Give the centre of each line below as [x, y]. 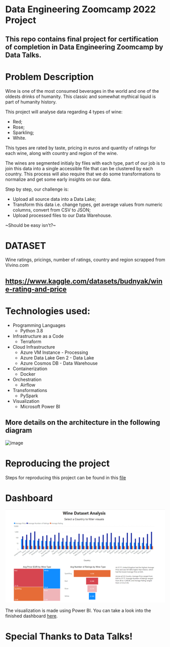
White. [19, 138]
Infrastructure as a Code [38, 336]
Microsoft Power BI [40, 406]
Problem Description [49, 77]
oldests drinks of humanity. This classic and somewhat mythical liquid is [81, 96]
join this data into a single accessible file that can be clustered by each [79, 168]
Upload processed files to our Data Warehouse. [62, 215]
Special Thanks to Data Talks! [69, 637]
